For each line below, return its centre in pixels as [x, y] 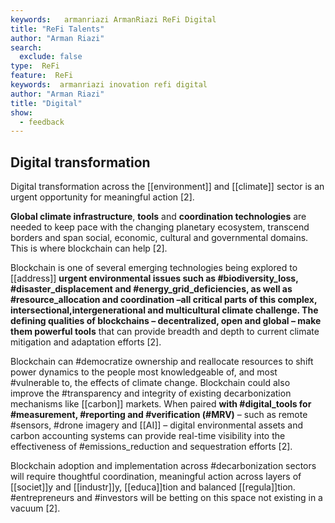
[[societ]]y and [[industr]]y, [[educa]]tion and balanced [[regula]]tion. [153, 487]
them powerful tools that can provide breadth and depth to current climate [165, 332]
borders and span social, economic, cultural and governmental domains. [159, 238]
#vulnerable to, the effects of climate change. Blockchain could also [150, 383]
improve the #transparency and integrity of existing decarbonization [151, 393]
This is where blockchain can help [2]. [89, 248]
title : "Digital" [46, 103]
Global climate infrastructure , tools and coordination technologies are [158, 217]
